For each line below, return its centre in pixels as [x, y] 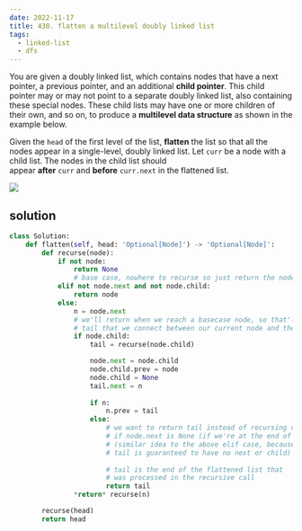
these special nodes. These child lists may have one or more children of [142, 105]
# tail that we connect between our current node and [176, 328]
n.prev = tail [132, 411]
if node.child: [102, 336]
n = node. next [100, 311]
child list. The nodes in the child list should [88, 161]
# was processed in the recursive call [180, 478]
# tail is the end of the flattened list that [194, 469]
